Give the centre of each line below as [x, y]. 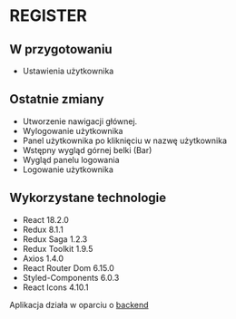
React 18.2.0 [46, 219]
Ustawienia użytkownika [68, 71]
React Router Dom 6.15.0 [69, 267]
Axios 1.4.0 [43, 258]
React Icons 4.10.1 [55, 287]
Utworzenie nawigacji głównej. [80, 121]
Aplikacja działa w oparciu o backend [79, 304]
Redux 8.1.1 [43, 229]
